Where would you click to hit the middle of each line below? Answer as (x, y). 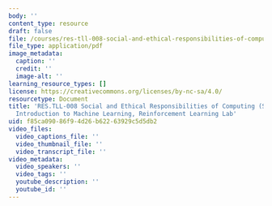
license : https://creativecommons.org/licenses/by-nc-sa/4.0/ (115, 91)
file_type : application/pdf (56, 46)
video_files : (30, 129)
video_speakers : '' (49, 167)
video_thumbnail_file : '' (59, 144)
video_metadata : (36, 159)
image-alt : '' (39, 76)
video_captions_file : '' (57, 136)
